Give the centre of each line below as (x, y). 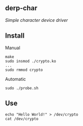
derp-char (21, 8)
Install (15, 36)
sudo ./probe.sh (22, 88)
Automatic (16, 79)
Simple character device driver (37, 20)
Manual (13, 48)
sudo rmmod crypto (24, 70)
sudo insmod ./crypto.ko (31, 61)
